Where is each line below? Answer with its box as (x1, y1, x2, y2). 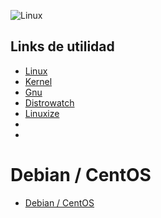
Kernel (24, 75, 53, 87)
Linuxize (24, 107, 60, 119)
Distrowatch (24, 96, 75, 109)
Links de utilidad (10, 38, 115, 55)
